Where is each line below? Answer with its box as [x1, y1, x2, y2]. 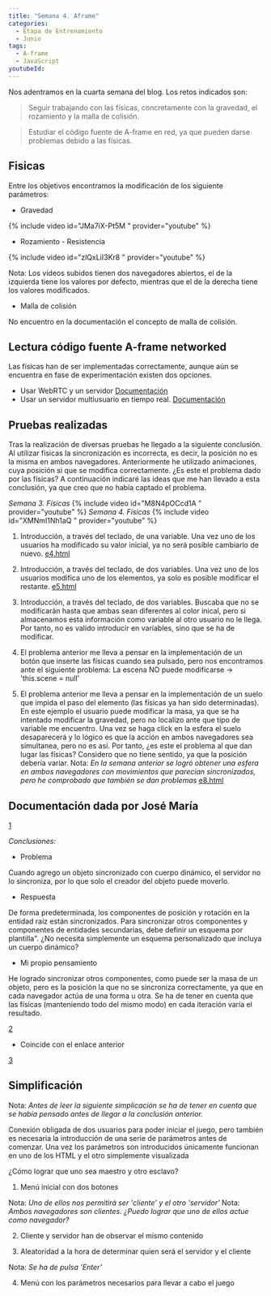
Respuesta [19, 892, 57, 902]
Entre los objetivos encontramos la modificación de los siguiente [8, 180, 224, 191]
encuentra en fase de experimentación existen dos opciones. [8, 370, 213, 380]
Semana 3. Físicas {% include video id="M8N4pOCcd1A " [8, 498, 202, 508]
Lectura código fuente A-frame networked [8, 340, 227, 354]
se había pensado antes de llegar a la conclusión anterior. [8, 1109, 204, 1118]
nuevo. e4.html [19, 549, 70, 558]
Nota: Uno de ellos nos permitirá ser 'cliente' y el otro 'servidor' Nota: [8, 1198, 240, 1208]
